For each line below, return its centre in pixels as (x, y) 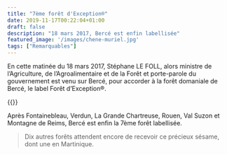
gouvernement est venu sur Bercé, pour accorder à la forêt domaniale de (113, 81)
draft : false (26, 27)
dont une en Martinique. (59, 144)
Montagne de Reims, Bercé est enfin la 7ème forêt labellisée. (95, 123)
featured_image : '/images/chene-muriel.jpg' (73, 40)
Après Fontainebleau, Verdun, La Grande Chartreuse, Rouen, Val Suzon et (113, 115)
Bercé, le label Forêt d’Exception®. (57, 89)
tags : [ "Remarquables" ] (42, 46)
